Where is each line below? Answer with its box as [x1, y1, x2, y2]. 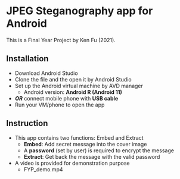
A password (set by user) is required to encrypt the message [23, 147, 175, 154]
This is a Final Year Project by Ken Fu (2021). [6, 36, 116, 43]
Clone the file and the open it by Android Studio [14, 76, 132, 83]
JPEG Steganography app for [6, 4, 153, 18]
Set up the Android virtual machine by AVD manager [14, 82, 143, 89]
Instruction [6, 118, 48, 128]
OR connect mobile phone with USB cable [14, 95, 119, 102]
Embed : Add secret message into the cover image [23, 140, 147, 147]
